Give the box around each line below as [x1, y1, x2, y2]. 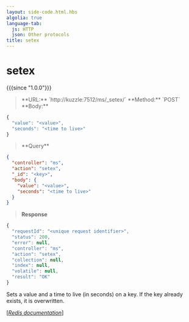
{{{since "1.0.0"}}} [6, 84, 52, 91]
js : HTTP [12, 26, 34, 32]
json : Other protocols [12, 32, 70, 38]
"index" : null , [12, 263, 51, 269]
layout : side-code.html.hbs [6, 9, 78, 15]
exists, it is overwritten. [6, 297, 65, 304]
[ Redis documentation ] [6, 309, 64, 316]
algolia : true [6, 15, 43, 21]
